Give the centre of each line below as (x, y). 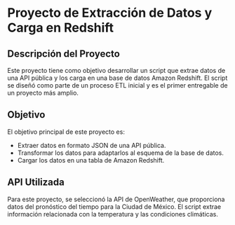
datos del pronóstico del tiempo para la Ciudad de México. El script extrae (114, 206)
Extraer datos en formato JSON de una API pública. (92, 145)
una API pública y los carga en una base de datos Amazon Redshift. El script (117, 78)
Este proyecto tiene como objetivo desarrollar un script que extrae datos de (116, 70)
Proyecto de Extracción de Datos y (110, 13)
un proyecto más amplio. (43, 93)
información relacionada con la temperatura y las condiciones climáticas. (113, 214)
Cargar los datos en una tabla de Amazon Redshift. (91, 160)
